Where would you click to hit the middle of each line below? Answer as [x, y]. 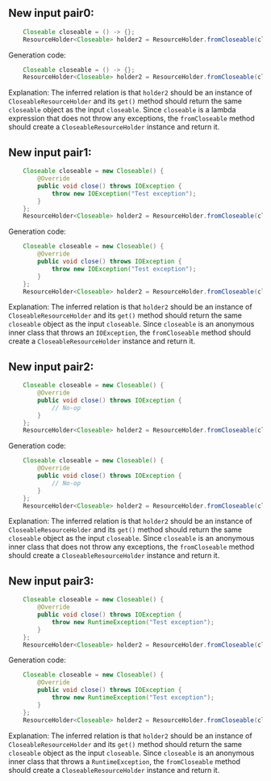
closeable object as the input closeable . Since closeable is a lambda [122, 110]
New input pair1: [50, 152]
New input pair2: [51, 367]
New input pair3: [51, 581]
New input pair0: [51, 13]
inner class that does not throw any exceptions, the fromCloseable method [131, 547]
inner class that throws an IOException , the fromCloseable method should [130, 333]
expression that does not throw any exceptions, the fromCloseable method [132, 118]
